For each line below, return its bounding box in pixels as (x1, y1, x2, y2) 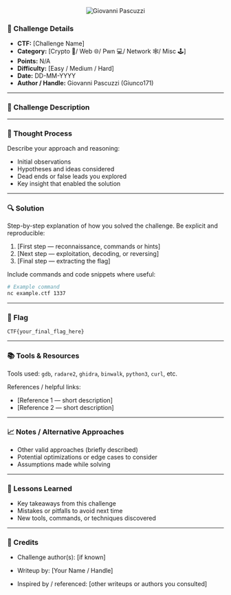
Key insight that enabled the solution (16, 179, 121, 188)
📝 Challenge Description (7, 102, 90, 112)
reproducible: (7, 229, 45, 237)
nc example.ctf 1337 (7, 290, 67, 297)
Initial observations (16, 158, 71, 166)
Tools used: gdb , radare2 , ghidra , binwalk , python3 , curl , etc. (7, 369, 177, 378)
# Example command (7, 283, 60, 291)
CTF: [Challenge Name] (16, 39, 85, 47)
